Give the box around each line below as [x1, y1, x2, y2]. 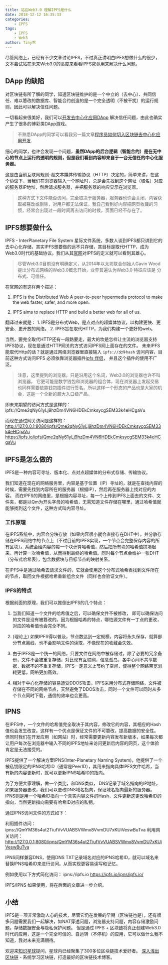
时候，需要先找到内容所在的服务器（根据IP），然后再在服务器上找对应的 [5, 487, 151, 493]
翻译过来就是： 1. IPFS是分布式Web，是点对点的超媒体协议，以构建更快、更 [5, 319, 161, 325]
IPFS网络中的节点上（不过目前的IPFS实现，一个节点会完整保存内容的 [13, 538, 155, 544]
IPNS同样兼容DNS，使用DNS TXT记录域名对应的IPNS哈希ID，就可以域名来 [5, 854, 159, 860]
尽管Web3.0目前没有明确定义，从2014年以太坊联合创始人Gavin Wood [17, 261, 161, 267]
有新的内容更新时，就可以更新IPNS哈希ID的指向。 [5, 769, 107, 776]
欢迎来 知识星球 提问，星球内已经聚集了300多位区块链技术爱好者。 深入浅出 [5, 948, 159, 954]
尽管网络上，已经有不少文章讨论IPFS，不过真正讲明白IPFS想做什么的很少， [5, 54, 160, 60]
